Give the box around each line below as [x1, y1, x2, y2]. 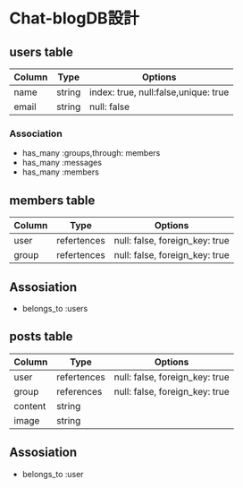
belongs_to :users [21, 303, 88, 313]
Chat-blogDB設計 [9, 8, 140, 29]
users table [9, 44, 74, 59]
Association [9, 127, 63, 140]
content [13, 399, 46, 412]
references [56, 385, 103, 398]
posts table [9, 329, 73, 345]
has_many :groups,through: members [21, 148, 161, 158]
